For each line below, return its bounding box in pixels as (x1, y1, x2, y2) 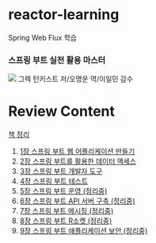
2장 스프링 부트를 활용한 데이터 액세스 (19, 156, 137, 166)
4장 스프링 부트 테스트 (19, 176, 89, 186)
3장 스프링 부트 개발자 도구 (19, 167, 103, 176)
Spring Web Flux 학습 (8, 33, 78, 42)
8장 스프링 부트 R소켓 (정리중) (19, 216, 112, 226)
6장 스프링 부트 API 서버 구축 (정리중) (19, 196, 136, 206)
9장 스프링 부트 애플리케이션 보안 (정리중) (19, 226, 148, 236)
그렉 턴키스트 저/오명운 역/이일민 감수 (17, 74, 133, 84)
